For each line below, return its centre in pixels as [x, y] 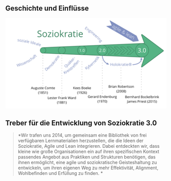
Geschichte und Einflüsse [47, 8]
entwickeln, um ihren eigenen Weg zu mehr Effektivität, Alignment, [88, 168]
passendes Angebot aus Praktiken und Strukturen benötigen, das [87, 157]
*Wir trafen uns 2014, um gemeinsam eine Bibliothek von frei [82, 135]
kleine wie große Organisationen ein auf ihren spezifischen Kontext [89, 152]
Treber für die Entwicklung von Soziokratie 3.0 [81, 123]
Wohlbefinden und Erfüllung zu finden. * [60, 173]
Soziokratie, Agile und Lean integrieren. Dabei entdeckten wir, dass [89, 146]
